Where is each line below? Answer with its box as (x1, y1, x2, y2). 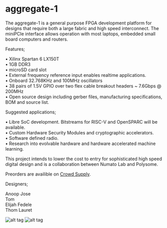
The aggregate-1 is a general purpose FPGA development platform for (5, 20, 152, 26)
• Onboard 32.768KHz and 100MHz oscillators (5, 77, 103, 83)
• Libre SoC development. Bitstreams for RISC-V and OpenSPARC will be (5, 119, 158, 125)
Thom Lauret (5, 207, 32, 213)
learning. (5, 146, 24, 152)
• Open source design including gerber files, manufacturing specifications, (5, 94, 162, 100)
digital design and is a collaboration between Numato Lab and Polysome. (5, 161, 158, 167)
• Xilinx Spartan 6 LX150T (5, 55, 60, 62)
